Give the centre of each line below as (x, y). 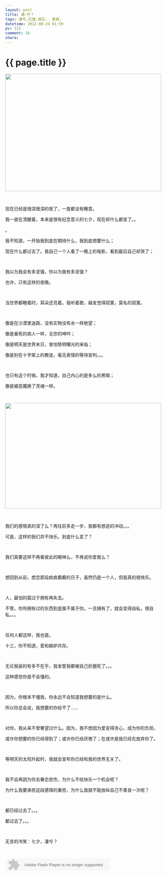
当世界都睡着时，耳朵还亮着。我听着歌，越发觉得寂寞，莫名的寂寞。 (75, 302)
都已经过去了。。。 (23, 810)
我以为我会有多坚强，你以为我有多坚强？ (47, 272)
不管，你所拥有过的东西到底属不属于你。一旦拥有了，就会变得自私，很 (77, 608)
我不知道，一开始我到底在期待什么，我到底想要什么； (60, 241)
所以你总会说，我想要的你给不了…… (42, 708)
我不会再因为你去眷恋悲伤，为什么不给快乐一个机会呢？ (62, 779)
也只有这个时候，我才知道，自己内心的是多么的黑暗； (60, 375)
